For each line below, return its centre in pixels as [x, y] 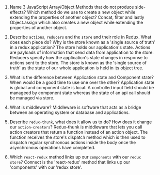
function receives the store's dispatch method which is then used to [77, 137]
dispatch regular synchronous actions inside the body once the [73, 142]
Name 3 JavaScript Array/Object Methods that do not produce [72, 7]
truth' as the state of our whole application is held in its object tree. [76, 68]
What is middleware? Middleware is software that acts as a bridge [75, 107]
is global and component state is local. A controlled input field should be [82, 87]
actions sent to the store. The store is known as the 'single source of [78, 63]
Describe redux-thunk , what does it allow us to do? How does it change [81, 122]
